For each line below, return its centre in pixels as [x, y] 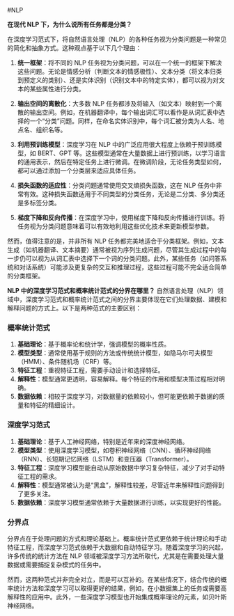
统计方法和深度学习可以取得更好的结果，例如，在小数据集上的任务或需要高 [120, 588]
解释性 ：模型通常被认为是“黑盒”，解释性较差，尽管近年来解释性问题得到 [121, 485]
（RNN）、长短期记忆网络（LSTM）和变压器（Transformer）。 [105, 459]
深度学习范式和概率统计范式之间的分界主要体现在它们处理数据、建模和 [126, 299]
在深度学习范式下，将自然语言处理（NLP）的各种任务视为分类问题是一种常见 [117, 39]
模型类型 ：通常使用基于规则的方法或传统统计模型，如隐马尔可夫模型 [115, 353]
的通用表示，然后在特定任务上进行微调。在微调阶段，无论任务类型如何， [121, 162]
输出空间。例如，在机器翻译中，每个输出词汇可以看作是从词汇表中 [124, 112]
